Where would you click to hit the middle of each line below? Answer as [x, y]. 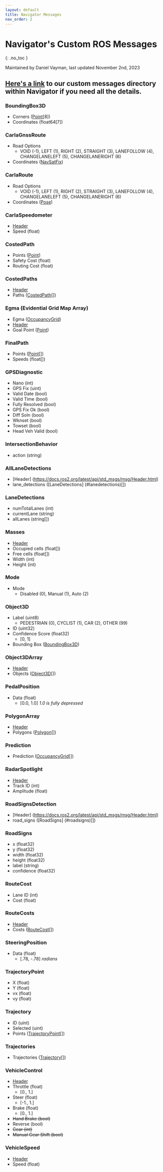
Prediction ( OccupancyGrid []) [43, 756]
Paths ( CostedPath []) [34, 295]
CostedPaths [21, 279]
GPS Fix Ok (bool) [31, 410]
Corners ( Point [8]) [31, 117]
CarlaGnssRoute [26, 135]
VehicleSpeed [23, 1148]
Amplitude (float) [30, 791]
